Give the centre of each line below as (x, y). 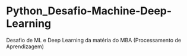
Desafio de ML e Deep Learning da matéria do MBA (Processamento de (94, 40)
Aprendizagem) (25, 46)
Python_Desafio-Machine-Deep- (89, 11)
